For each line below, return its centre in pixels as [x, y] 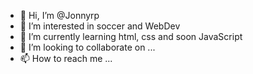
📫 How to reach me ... [66, 58]
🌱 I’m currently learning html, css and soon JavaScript [131, 36]
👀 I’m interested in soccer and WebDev [100, 26]
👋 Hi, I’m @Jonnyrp [59, 15]
